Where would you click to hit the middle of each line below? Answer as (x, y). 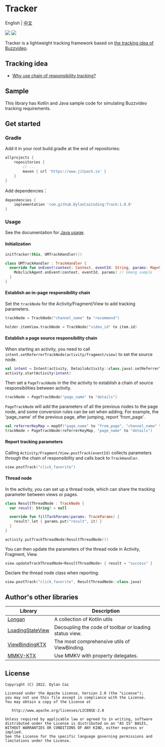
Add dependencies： (27, 191)
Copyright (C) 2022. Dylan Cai (37, 685)
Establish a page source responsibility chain (51, 338)
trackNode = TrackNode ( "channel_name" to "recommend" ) (62, 318)
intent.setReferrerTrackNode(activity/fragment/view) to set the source (79, 354)
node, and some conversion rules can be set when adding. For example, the (82, 412)
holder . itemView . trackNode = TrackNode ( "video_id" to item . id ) (71, 327)
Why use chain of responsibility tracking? (54, 76)
